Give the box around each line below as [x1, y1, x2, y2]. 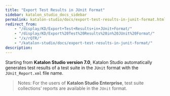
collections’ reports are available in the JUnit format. [17, 85, 127, 91]
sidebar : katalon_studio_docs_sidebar [5, 12, 87, 17]
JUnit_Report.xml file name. [5, 70, 64, 76]
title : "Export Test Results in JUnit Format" [5, 7, 105, 13]
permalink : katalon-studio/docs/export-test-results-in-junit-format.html [5, 17, 166, 22]
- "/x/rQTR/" [14, 36, 42, 41]
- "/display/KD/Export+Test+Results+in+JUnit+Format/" [14, 26, 133, 31]
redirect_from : [5, 21, 37, 27]
